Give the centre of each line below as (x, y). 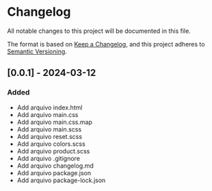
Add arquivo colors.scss (51, 144)
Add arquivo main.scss (49, 129)
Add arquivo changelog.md (55, 166)
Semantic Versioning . (37, 51)
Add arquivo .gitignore (49, 158)
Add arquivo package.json (54, 173)
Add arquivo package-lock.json (61, 180)
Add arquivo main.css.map (54, 122)
